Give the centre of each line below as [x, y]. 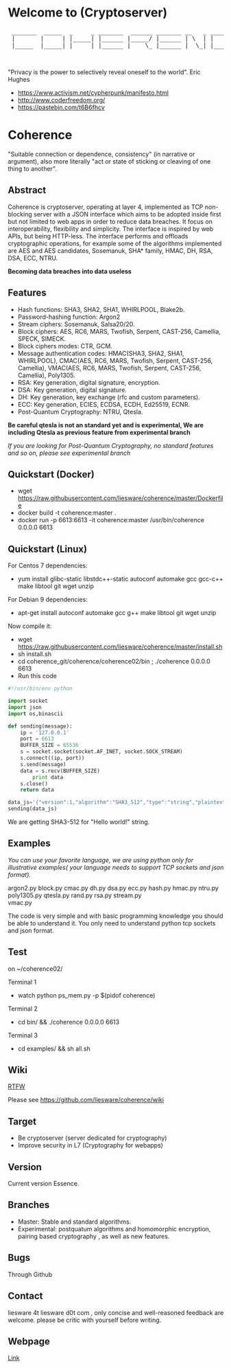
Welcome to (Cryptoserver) [88, 13]
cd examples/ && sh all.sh [54, 1049]
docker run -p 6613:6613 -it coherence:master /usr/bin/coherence [111, 520]
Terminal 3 [23, 1035]
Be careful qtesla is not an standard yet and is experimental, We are [106, 425]
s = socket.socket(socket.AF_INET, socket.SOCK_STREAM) [102, 752]
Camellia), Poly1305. [47, 375]
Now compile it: [30, 626]
